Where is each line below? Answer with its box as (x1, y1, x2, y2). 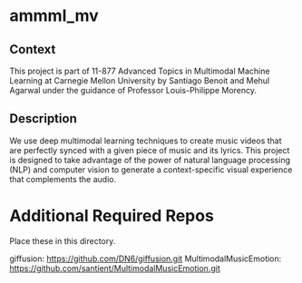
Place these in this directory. (9, 235, 116, 246)
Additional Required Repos (9, 206, 215, 226)
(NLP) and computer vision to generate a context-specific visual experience (9, 164, 293, 175)
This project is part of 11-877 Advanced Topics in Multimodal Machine (9, 65, 270, 76)
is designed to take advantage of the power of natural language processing (9, 154, 290, 165)
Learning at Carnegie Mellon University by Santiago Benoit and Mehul (9, 75, 270, 86)
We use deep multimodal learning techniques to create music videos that (9, 135, 283, 146)
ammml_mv (9, 5, 100, 26)
